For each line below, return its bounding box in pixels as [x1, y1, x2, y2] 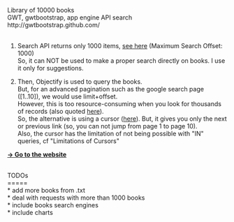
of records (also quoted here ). [17, 108, 104, 115]
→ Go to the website [7, 150, 67, 158]
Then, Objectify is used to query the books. [17, 77, 142, 86]
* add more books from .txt [7, 186, 85, 194]
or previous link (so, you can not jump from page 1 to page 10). [17, 122, 198, 130]
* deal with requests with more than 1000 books [7, 193, 145, 202]
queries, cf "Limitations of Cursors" [17, 137, 120, 145]
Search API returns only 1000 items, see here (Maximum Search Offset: [17, 42, 223, 50]
